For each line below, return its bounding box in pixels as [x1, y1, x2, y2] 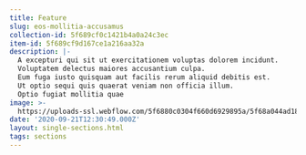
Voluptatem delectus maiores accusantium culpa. [17, 65, 206, 74]
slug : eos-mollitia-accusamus [9, 22, 125, 31]
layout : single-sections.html [9, 124, 125, 133]
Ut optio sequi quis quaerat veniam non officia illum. [17, 81, 234, 90]
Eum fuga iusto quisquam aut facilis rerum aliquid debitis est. [17, 73, 271, 82]
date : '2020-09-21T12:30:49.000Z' [9, 115, 141, 124]
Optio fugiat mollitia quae [17, 89, 125, 98]
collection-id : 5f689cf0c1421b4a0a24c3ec [9, 30, 169, 39]
